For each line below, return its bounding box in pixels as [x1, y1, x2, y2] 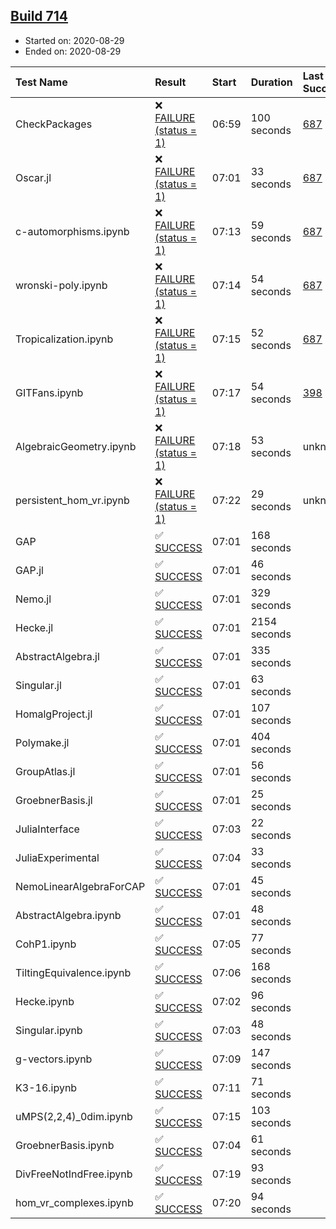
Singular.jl [15, 678, 62, 692]
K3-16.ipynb [15, 1080, 78, 1094]
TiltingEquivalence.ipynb [15, 965, 132, 979]
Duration [250, 75, 293, 89]
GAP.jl [15, 563, 44, 577]
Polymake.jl [15, 735, 70, 749]
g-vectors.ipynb [15, 1052, 93, 1066]
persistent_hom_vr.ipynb [15, 493, 130, 507]
